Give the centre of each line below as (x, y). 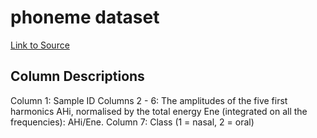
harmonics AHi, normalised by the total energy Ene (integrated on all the (159, 111)
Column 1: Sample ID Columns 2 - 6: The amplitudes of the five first (149, 100)
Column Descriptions (77, 76)
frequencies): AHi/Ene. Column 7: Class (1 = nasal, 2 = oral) (132, 122)
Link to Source (40, 45)
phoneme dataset (85, 17)
